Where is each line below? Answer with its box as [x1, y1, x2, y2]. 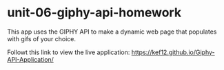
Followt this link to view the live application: [7, 48, 130, 56]
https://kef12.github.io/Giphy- [131, 48, 215, 56]
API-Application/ [7, 55, 54, 63]
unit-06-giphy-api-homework [7, 5, 181, 21]
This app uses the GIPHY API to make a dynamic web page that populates [7, 27, 217, 36]
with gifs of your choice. [7, 34, 77, 43]
